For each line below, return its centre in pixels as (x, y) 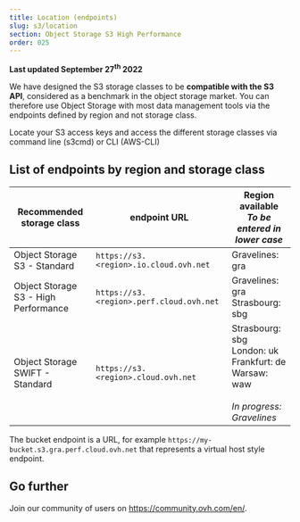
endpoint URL (159, 217)
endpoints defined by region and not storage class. (103, 115)
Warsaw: (250, 373)
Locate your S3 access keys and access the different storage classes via (143, 132)
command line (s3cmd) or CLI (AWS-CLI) (85, 141)
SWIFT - (32, 373)
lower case (259, 239)
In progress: (257, 406)
